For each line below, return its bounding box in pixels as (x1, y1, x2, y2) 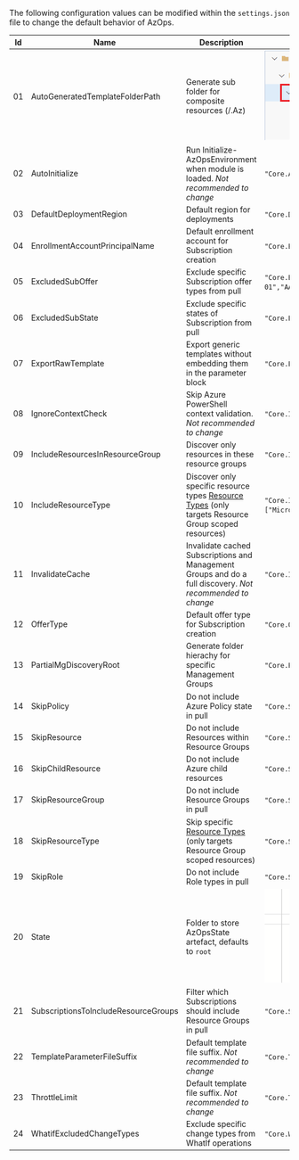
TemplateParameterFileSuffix (30, 1051, 138, 1062)
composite (185, 95, 225, 106)
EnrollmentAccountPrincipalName (30, 240, 155, 251)
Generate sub (185, 77, 236, 87)
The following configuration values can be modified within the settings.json (9, 8, 290, 18)
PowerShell (185, 399, 228, 409)
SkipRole (30, 871, 64, 882)
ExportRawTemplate (30, 358, 105, 368)
